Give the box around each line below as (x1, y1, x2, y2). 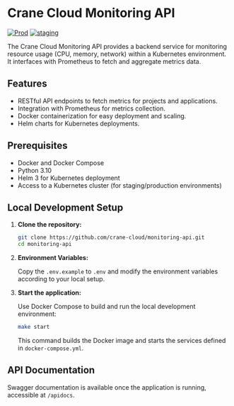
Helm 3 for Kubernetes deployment (17, 174, 120, 182)
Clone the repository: (17, 220, 82, 229)
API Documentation (7, 364, 95, 376)
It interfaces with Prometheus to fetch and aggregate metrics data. (7, 57, 201, 65)
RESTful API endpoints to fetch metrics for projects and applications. (17, 96, 218, 105)
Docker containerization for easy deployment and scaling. (17, 111, 187, 120)
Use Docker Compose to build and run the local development (17, 303, 196, 311)
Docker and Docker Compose (17, 158, 105, 167)
